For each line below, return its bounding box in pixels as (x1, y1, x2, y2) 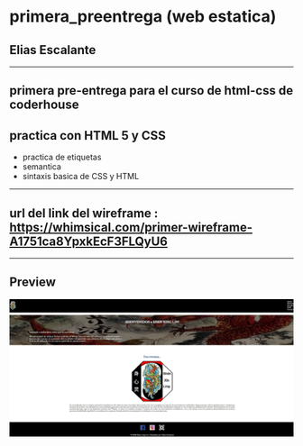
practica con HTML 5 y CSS (9, 128, 167, 143)
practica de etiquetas (22, 151, 102, 163)
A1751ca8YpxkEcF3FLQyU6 (9, 233, 169, 249)
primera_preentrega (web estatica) (9, 6, 277, 27)
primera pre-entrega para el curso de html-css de (9, 83, 294, 98)
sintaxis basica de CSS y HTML (22, 171, 140, 182)
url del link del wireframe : (9, 205, 159, 221)
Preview (9, 275, 57, 290)
